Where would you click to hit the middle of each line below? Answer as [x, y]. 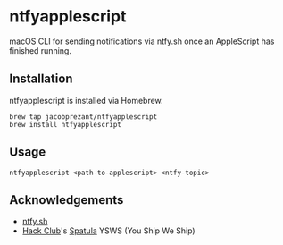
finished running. [40, 50]
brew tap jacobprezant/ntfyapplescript [83, 117]
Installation [41, 79]
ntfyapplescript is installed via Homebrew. [86, 100]
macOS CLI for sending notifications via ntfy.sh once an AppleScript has [142, 41]
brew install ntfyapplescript [66, 124]
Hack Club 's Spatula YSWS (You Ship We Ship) [108, 231]
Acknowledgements [67, 200]
